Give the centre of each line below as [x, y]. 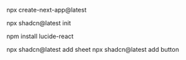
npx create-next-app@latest [46, 10]
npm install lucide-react [40, 36]
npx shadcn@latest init [39, 23]
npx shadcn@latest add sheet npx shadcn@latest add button [93, 49]
